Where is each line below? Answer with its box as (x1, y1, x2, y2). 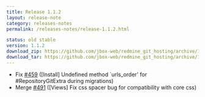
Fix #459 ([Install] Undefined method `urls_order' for (15, 71, 148, 78)
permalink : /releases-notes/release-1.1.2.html (6, 26, 130, 32)
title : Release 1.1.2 (6, 9, 62, 15)
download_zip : (6, 48, 43, 55)
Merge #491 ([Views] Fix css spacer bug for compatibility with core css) (15, 84, 197, 91)
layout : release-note (6, 15, 62, 21)
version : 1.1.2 (6, 43, 45, 49)
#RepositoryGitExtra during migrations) (15, 77, 114, 84)
